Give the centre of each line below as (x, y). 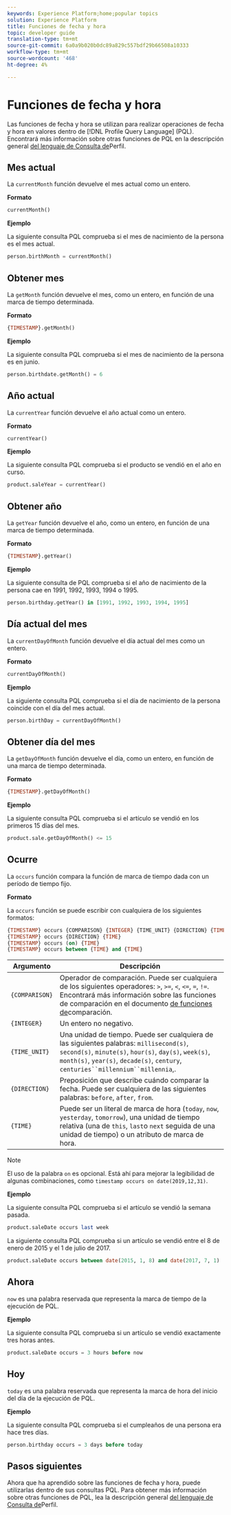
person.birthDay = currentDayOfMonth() (64, 721)
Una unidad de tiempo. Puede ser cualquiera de (136, 1035)
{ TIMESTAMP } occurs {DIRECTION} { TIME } (64, 937)
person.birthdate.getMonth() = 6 (55, 374)
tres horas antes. (31, 1340)
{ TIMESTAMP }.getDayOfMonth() (49, 792)
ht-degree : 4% (27, 65)
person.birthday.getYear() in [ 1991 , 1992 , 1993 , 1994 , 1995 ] (98, 602)
